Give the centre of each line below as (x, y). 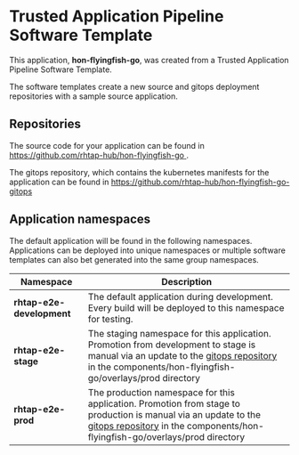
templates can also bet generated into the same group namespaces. (134, 259)
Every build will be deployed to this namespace (186, 307)
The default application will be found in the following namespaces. (131, 240)
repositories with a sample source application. (93, 96)
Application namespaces (80, 219)
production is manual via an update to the (174, 414)
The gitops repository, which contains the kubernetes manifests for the (139, 172)
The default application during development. (181, 297)
